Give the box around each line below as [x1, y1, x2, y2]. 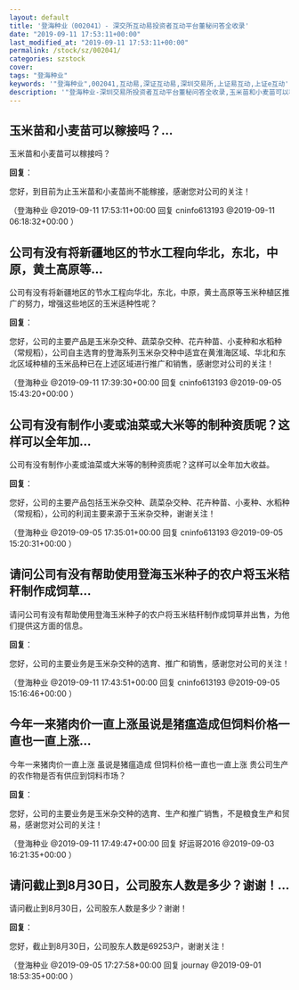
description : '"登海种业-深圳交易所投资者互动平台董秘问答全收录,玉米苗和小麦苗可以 [9, 87, 289, 96]
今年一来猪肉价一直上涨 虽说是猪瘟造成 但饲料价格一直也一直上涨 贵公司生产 [9, 759, 289, 770]
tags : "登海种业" [9, 71, 69, 80]
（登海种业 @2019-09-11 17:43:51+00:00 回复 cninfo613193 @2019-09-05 [9, 677, 280, 688]
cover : [9, 63, 34, 72]
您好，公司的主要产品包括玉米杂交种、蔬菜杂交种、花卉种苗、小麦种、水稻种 [9, 497, 290, 507]
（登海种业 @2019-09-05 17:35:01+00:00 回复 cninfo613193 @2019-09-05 [9, 527, 283, 538]
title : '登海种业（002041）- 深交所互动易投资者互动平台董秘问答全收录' [9, 21, 249, 30]
